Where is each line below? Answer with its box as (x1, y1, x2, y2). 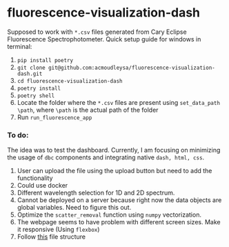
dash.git (17, 70, 43, 77)
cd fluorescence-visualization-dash (17, 77, 123, 84)
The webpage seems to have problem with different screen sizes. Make (17, 218, 221, 226)
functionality (17, 174, 53, 182)
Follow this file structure (17, 233, 86, 241)
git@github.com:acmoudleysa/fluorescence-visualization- (48, 64, 215, 71)
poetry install (17, 85, 61, 92)
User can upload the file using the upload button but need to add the (17, 167, 212, 175)
